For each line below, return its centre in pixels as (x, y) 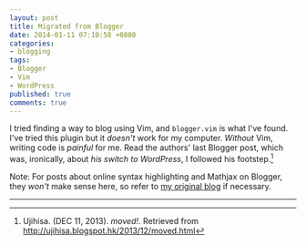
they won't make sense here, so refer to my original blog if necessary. (140, 187)
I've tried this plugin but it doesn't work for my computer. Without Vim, (141, 138)
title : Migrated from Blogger (67, 26)
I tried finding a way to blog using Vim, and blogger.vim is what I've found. (149, 128)
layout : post (34, 18)
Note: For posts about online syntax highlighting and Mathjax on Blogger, (146, 177)
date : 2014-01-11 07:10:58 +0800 (73, 35)
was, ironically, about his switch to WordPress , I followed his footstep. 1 (142, 158)
